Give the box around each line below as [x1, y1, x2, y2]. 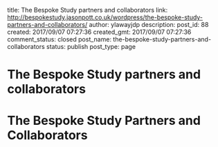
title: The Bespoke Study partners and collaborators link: [7, 6, 168, 14]
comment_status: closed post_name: [7, 35, 112, 43]
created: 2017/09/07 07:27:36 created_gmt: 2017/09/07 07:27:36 [7, 28, 192, 36]
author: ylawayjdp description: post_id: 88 [89, 21, 209, 28]
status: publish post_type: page [46, 43, 136, 50]
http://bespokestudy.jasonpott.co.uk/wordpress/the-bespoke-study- [7, 13, 203, 21]
